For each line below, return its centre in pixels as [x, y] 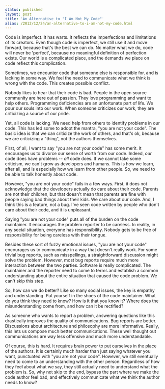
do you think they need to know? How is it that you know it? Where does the [82, 301]
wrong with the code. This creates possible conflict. [57, 83]
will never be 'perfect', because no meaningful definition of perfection [76, 53]
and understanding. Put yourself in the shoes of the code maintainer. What [81, 296]
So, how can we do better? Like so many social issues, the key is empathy [80, 290]
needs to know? [21, 383]
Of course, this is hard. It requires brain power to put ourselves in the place [81, 346]
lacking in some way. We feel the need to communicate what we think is [78, 78]
